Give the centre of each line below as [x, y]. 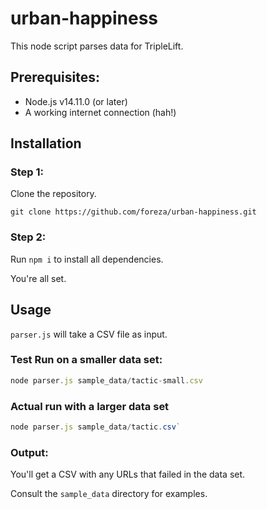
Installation [46, 143]
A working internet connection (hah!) [100, 112]
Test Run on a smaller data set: [86, 360]
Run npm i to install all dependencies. [87, 259]
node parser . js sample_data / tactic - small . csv [106, 380]
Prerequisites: [55, 77]
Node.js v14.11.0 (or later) [76, 101]
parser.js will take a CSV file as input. [89, 334]
